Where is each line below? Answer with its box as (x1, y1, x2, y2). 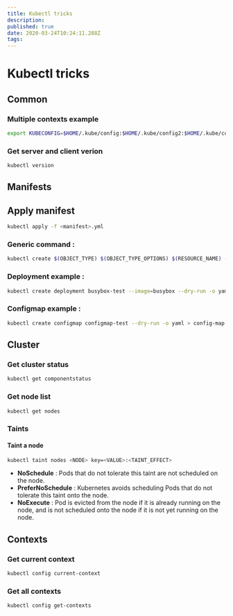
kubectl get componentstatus (7, 375, 92, 382)
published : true (7, 23, 54, 30)
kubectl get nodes (7, 407, 60, 415)
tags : (7, 36, 23, 43)
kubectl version (7, 162, 54, 169)
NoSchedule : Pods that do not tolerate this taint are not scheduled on (17, 469, 218, 477)
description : (7, 17, 45, 24)
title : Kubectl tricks (7, 10, 73, 17)
